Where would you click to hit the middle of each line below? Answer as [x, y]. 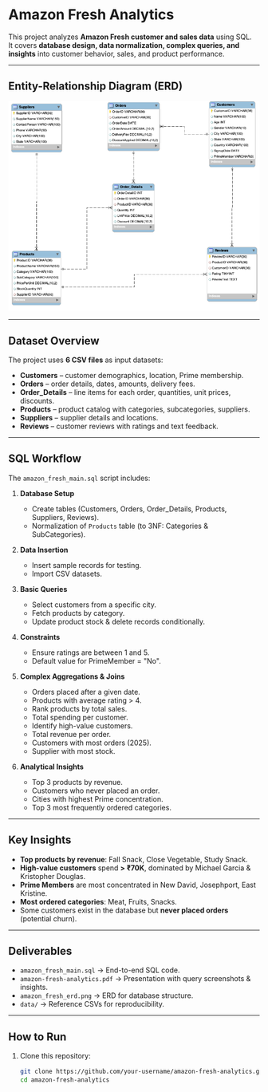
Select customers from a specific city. [94, 605]
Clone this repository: [55, 1056]
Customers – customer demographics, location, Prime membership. [132, 375]
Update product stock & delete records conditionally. [118, 621]
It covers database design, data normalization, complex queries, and [124, 45]
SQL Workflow [45, 459]
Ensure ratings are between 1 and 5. [91, 652]
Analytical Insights [51, 767]
